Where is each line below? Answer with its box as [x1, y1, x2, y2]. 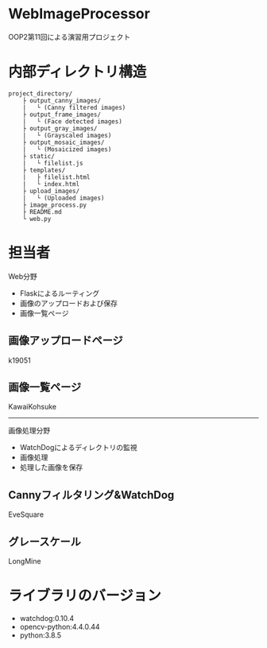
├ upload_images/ [22, 187, 80, 195]
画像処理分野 [8, 426, 50, 436]
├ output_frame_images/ [22, 111, 102, 118]
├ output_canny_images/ [22, 96, 102, 104]
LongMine [8, 557, 41, 566]
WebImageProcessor [8, 5, 151, 23]
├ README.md [22, 208, 62, 215]
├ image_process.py [22, 200, 87, 209]
